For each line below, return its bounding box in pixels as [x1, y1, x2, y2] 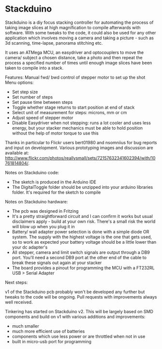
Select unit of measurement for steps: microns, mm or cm [12, 109, 127, 115]
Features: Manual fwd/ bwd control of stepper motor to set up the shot [5, 74, 146, 80]
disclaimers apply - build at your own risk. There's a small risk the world [12, 218, 156, 224]
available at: [5, 150, 29, 156]
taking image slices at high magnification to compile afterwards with [5, 24, 141, 30]
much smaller [12, 323, 40, 329]
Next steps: [5, 279, 28, 285]
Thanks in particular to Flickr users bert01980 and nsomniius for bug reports [5, 139, 157, 145]
